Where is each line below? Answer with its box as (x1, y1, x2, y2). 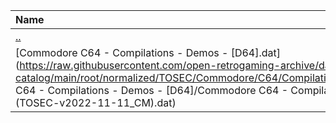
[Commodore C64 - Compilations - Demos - (15, 46, 229, 59)
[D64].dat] (230, 46, 281, 59)
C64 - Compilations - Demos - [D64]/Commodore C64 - (15, 84, 289, 97)
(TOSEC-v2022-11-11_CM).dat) (15, 96, 177, 109)
